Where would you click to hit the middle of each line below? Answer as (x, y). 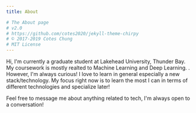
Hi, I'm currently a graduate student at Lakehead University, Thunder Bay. (96, 61)
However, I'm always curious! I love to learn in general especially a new (93, 74)
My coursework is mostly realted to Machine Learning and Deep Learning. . (98, 68)
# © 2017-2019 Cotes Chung (39, 39)
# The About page (28, 22)
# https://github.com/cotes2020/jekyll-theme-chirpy (73, 33)
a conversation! (25, 104)
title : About (22, 12)
